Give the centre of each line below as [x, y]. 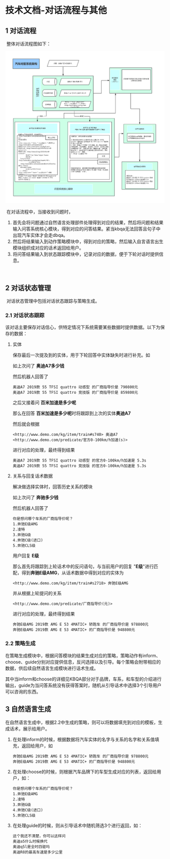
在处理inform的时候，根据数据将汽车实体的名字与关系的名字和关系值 [84, 739]
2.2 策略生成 [20, 643]
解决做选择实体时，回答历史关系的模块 [52, 487]
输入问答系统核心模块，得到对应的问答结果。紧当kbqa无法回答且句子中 [87, 229]
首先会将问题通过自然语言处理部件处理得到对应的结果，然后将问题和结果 [88, 223]
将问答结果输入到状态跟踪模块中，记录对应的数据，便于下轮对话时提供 [86, 254]
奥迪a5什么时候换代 [30, 841]
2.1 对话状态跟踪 [25, 315]
